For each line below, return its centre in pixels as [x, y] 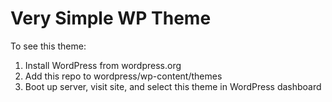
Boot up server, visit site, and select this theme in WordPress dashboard [173, 86]
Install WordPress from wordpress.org [103, 65]
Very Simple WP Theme [111, 18]
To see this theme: [48, 46]
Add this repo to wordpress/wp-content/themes [123, 76]
